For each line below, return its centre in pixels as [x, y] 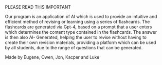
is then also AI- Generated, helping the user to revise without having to [76, 37]
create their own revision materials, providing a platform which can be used [81, 43]
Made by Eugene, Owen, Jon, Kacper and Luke [52, 57]
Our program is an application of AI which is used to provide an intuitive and [81, 16]
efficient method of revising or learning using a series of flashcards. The [77, 22]
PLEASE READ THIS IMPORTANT [38, 7]
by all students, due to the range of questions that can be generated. [74, 48]
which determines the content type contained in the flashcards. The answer [81, 32]
